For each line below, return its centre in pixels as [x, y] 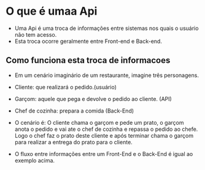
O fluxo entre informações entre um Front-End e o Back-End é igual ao [104, 153]
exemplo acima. [35, 160]
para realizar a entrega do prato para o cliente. [73, 142]
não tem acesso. [36, 34]
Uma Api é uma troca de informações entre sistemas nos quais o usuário [106, 28]
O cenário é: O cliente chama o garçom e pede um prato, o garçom [99, 122]
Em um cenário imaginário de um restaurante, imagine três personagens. [106, 75]
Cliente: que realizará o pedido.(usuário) [66, 87]
